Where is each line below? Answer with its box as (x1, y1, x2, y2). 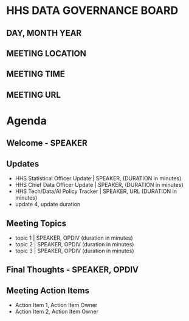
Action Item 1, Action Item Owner (15, 302, 98, 309)
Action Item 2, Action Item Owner (15, 308, 99, 316)
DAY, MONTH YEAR (6, 28, 82, 38)
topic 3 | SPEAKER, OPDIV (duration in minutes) (15, 247, 135, 254)
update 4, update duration (15, 201, 81, 208)
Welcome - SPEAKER (6, 138, 88, 149)
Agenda (6, 113, 47, 127)
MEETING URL (6, 89, 61, 100)
